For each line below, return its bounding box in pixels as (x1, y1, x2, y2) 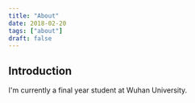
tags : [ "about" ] (8, 27, 63, 35)
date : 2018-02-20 (8, 19, 67, 27)
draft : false (8, 34, 52, 43)
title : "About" (8, 11, 60, 20)
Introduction (8, 64, 73, 77)
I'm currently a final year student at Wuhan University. (8, 85, 188, 95)
